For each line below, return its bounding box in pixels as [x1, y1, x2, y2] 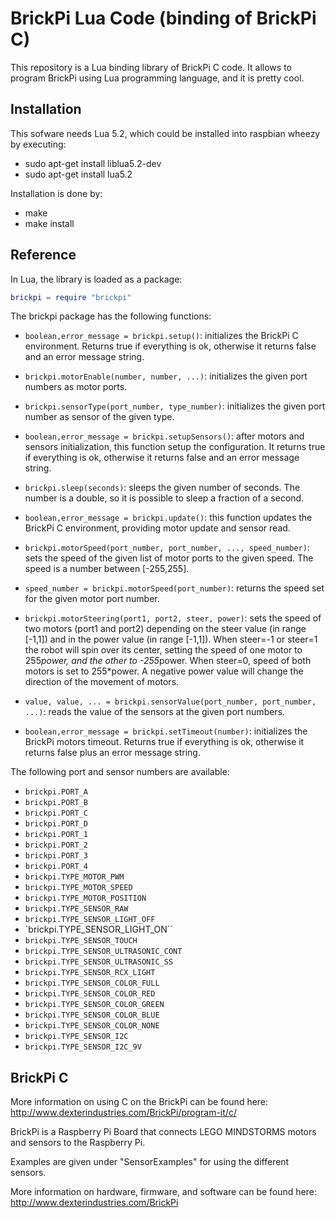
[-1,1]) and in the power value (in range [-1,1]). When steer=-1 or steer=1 [24, 633, 318, 646]
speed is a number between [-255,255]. [24, 563, 190, 575]
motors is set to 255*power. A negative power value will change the [24, 665, 304, 677]
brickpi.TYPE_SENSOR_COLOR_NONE [24, 1021, 160, 1031]
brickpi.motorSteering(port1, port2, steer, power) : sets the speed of [24, 612, 322, 624]
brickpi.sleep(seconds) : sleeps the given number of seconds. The [24, 482, 301, 494]
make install [24, 217, 75, 229]
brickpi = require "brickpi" [10, 292, 132, 302]
